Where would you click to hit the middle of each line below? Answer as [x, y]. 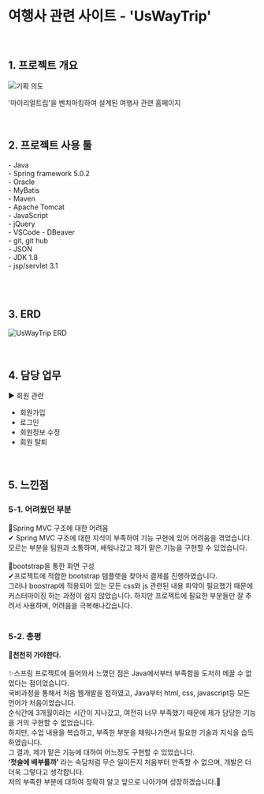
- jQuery [22, 224]
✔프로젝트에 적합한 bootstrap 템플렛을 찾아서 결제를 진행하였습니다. [113, 576]
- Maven [22, 198]
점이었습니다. [49, 683]
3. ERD [25, 314]
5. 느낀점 [28, 485]
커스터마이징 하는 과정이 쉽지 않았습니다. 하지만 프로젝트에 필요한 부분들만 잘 [126, 595]
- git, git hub [28, 240]
